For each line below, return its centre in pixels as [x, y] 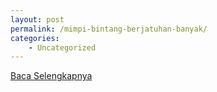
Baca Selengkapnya [51, 76]
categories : [35, 38]
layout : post [37, 19]
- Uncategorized [62, 47]
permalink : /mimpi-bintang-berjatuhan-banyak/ [109, 29]
